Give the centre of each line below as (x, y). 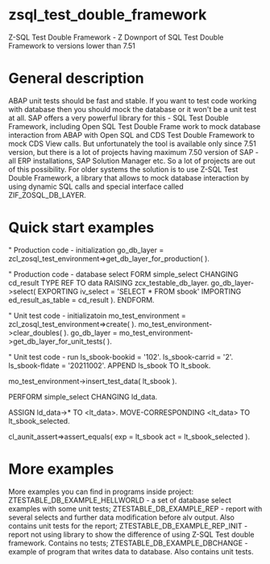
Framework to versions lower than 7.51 (72, 45)
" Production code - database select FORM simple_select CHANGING (124, 274)
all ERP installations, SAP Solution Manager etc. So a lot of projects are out (132, 161)
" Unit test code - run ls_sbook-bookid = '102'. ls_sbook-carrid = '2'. (121, 357)
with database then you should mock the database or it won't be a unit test (133, 109)
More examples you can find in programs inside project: (101, 491)
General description (76, 79)
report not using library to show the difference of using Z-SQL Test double (132, 534)
